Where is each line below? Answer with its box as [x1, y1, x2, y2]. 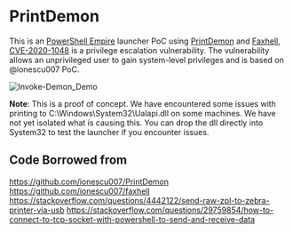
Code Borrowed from [9, 153, 127, 168]
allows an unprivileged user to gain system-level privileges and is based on [9, 54, 284, 65]
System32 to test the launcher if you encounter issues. [9, 126, 210, 137]
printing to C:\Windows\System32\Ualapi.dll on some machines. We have [9, 108, 277, 118]
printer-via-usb [9, 205, 65, 215]
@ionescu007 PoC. [9, 64, 80, 75]
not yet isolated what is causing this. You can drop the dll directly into [9, 117, 264, 128]
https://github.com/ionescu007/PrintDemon [9, 176, 169, 187]
